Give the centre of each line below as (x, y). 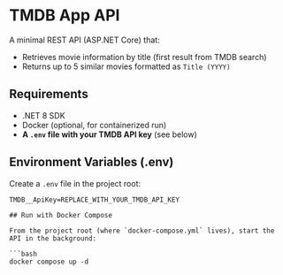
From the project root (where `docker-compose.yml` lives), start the (142, 231)
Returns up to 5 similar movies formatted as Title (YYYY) (126, 66)
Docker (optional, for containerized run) (94, 125)
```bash (23, 254)
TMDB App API (65, 15)
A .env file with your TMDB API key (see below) (109, 134)
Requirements (49, 94)
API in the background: (53, 238)
